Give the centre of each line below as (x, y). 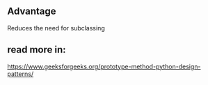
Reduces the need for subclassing (56, 28)
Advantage (32, 11)
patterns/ (20, 74)
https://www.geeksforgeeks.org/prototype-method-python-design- (104, 66)
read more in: (37, 50)
